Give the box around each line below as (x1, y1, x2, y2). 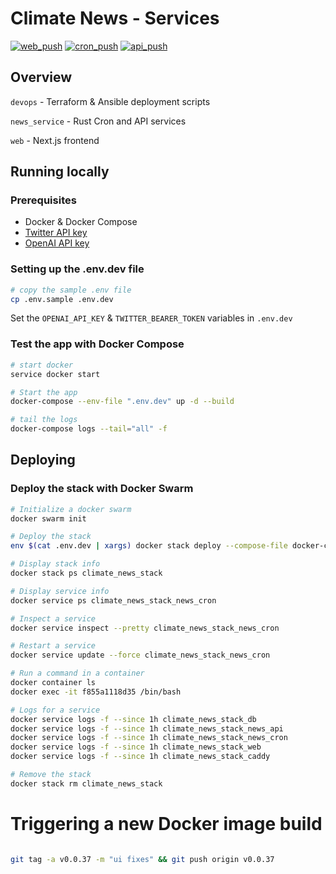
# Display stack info (10, 559, 101, 569)
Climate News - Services (10, 7, 220, 30)
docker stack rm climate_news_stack (10, 778, 163, 789)
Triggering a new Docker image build (10, 813, 323, 836)
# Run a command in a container (10, 668, 145, 679)
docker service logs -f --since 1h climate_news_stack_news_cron (10, 733, 288, 743)
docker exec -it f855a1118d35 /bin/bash (10, 687, 182, 697)
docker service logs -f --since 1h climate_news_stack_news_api (10, 723, 284, 734)
